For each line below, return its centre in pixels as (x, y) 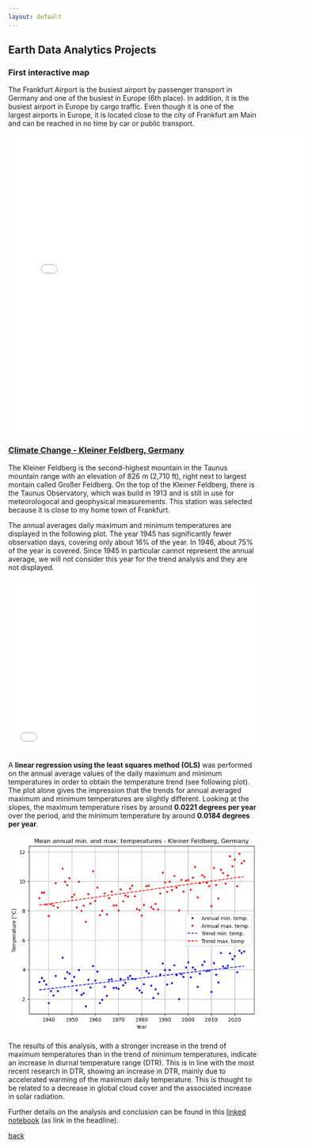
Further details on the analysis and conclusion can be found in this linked (127, 1112)
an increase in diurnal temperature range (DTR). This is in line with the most (131, 1063)
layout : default (35, 17)
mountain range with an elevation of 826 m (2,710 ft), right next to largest (127, 476)
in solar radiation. (36, 1096)
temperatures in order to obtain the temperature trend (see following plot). (129, 781)
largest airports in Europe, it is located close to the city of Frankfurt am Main (133, 115)
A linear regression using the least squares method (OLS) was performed (130, 765)
